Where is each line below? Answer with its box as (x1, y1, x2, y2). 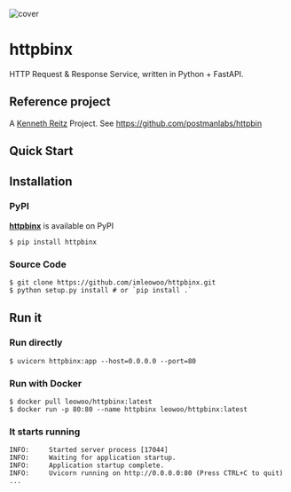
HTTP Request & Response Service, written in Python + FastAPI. (9, 68, 244, 79)
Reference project (9, 94, 111, 110)
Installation (9, 174, 73, 189)
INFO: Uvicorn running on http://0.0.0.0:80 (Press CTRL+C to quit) (9, 469, 284, 478)
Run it (9, 310, 43, 325)
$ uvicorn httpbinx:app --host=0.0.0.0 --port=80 (9, 356, 197, 365)
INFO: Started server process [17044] (9, 446, 169, 455)
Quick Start (9, 144, 74, 159)
